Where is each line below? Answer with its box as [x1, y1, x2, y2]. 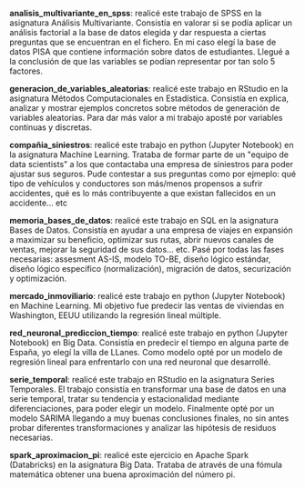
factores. [9, 65, 44, 76]
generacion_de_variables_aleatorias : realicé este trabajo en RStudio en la [9, 84, 289, 94]
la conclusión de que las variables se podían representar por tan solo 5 [9, 56, 276, 66]
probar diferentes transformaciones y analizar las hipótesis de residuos [9, 423, 277, 433]
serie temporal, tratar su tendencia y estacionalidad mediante [9, 394, 239, 404]
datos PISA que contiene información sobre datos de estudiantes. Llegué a [9, 46, 290, 57]
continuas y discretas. [9, 122, 93, 133]
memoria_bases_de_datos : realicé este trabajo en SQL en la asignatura [9, 215, 280, 225]
